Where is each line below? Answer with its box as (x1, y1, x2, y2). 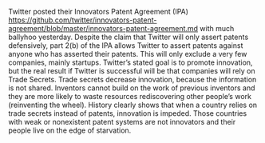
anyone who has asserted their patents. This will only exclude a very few (8, 50, 247, 58)
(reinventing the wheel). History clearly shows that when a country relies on (8, 100, 258, 109)
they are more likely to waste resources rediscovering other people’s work (8, 92, 251, 101)
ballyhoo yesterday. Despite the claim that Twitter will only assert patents (8, 32, 249, 42)
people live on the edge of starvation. (8, 125, 132, 135)
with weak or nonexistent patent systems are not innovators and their (8, 117, 236, 126)
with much (199, 24, 235, 33)
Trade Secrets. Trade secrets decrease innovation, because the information (8, 75, 257, 84)
